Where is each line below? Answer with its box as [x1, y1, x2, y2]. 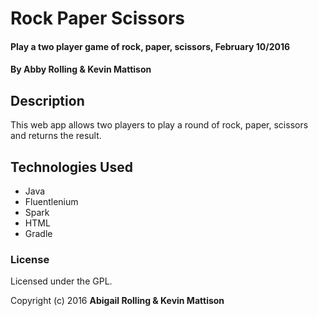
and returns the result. [10, 130, 102, 142]
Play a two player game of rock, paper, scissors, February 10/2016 [10, 40, 291, 52]
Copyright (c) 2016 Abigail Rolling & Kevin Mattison [10, 295, 225, 307]
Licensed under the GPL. [10, 275, 113, 287]
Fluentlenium [24, 196, 79, 207]
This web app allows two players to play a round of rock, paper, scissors [10, 119, 309, 131]
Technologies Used [10, 158, 133, 176]
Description [10, 92, 85, 109]
